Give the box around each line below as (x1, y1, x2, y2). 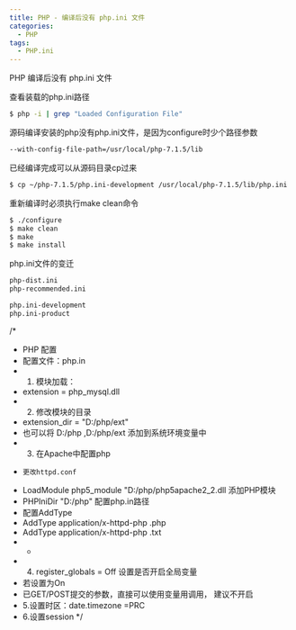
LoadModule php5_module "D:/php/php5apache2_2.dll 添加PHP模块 (22, 484, 276, 495)
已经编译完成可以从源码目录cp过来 (9, 162, 138, 173)
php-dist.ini (9, 276, 58, 285)
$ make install (9, 240, 67, 250)
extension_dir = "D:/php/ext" (22, 416, 129, 427)
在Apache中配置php (35, 447, 111, 459)
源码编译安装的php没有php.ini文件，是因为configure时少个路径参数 (9, 127, 258, 138)
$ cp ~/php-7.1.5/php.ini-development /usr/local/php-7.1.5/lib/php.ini (9, 180, 288, 189)
